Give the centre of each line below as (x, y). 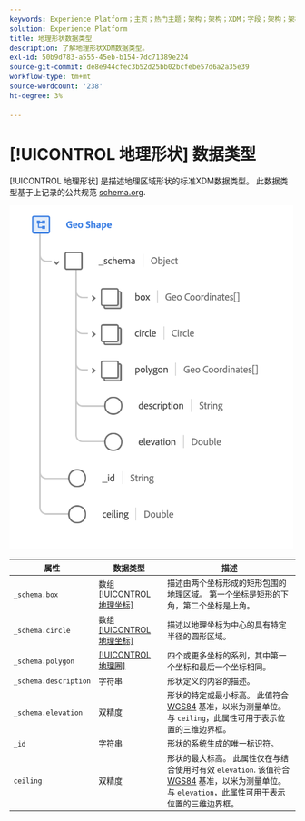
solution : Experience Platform (69, 29)
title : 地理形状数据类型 (51, 38)
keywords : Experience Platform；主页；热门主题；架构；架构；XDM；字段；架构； (149, 19)
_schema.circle (42, 631)
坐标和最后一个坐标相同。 (222, 667)
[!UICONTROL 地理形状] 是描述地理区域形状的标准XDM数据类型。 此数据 (145, 181)
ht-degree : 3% (36, 95)
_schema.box (36, 595)
